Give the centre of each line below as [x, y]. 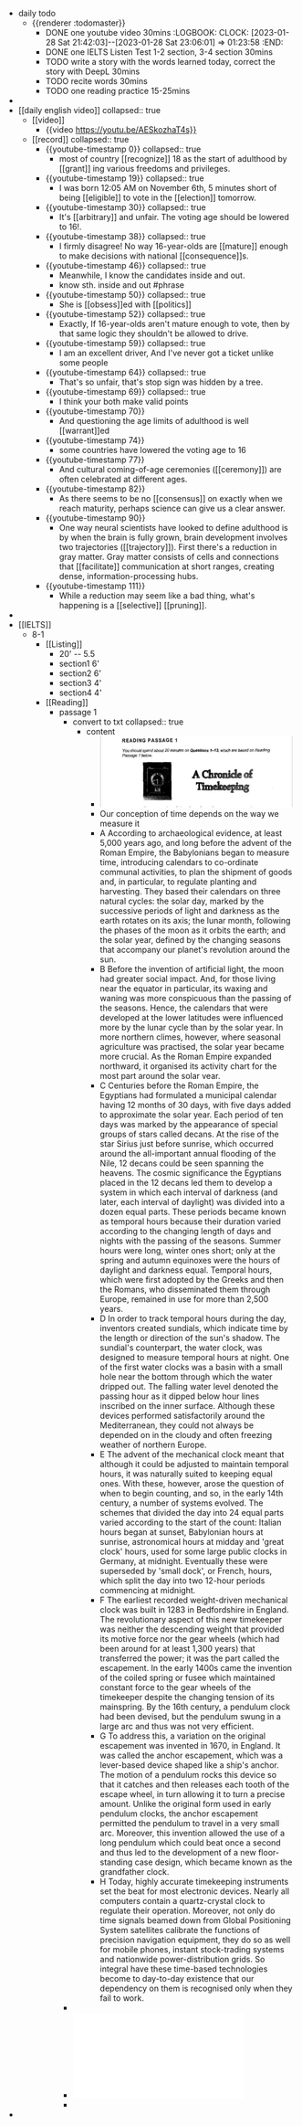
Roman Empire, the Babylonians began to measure [195, 852]
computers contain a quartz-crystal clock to [182, 1900]
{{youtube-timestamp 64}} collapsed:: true [126, 372]
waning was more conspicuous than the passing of [196, 998]
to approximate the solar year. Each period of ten [192, 1115]
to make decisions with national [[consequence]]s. [154, 256]
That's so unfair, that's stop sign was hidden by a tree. [161, 382]
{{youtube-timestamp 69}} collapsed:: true [125, 391]
